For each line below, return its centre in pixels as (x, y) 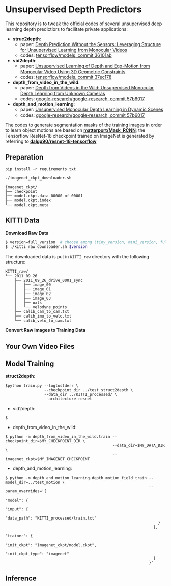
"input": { (17, 509)
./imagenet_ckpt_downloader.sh (38, 178)
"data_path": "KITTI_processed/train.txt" (51, 518)
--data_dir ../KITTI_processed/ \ (80, 394)
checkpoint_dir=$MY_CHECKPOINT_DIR (43, 441)
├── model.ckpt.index (28, 200)
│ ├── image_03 (33, 298)
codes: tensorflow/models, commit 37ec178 (66, 77)
